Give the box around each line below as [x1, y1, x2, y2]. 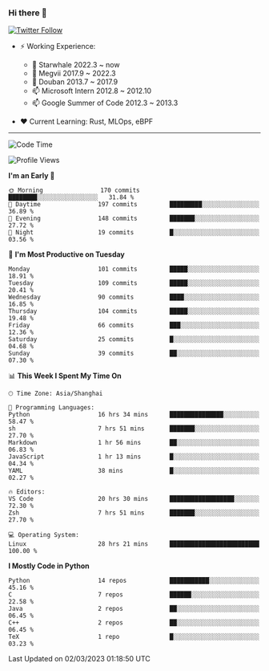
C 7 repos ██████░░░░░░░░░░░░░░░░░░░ [8, 591, 260, 599]
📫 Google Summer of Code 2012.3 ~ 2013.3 [31, 98, 179, 108]
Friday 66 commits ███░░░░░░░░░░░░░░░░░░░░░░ [8, 321, 260, 330]
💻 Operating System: [8, 531, 80, 539]
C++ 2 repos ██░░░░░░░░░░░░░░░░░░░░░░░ [8, 619, 260, 627]
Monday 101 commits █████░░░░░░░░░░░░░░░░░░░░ [8, 265, 260, 274]
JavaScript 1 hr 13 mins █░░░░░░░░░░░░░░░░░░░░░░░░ [8, 453, 260, 461]
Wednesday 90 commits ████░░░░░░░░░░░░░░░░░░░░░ [8, 293, 260, 302]
